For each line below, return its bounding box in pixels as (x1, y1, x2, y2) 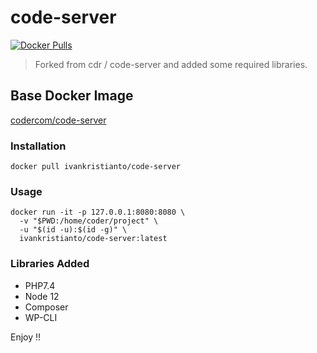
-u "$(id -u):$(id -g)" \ (19, 225, 128, 235)
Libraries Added (10, 257, 90, 271)
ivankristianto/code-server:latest (19, 234, 168, 244)
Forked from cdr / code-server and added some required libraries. (34, 58, 308, 70)
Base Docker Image (10, 87, 134, 105)
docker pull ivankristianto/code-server (10, 162, 182, 172)
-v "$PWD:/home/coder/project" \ (19, 216, 159, 226)
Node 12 (24, 290, 60, 302)
